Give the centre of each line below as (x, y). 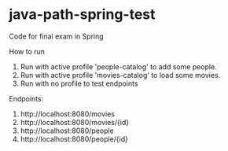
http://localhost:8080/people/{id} (74, 138)
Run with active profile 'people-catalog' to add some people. (118, 66)
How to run (27, 51)
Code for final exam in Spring (57, 36)
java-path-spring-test (82, 15)
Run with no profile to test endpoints (79, 83)
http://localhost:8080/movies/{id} (74, 122)
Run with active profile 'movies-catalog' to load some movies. (120, 75)
